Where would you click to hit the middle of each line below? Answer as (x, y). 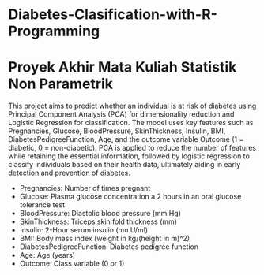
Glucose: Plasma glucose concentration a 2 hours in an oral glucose (130, 197)
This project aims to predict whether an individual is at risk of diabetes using (132, 106)
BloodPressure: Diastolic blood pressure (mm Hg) (100, 214)
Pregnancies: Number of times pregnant (85, 188)
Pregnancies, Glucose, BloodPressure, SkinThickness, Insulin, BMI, (117, 131)
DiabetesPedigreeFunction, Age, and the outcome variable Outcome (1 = (126, 139)
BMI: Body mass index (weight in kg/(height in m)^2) (105, 239)
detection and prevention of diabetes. (69, 173)
